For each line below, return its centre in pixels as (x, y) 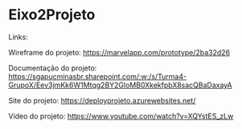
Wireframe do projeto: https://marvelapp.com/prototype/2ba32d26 (119, 52)
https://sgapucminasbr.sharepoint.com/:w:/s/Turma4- (98, 76)
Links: (18, 37)
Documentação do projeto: (53, 68)
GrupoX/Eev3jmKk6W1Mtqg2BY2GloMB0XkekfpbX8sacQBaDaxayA (120, 85)
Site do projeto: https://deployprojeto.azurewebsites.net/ (102, 100)
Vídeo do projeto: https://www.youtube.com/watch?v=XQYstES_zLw (121, 116)
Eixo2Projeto (52, 15)
